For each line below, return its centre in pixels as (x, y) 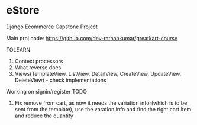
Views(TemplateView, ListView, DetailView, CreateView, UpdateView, (98, 73)
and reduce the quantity (44, 116)
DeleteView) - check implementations (60, 80)
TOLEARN (18, 49)
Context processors (39, 61)
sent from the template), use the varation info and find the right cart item (103, 109)
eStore (23, 10)
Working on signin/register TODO (47, 91)
